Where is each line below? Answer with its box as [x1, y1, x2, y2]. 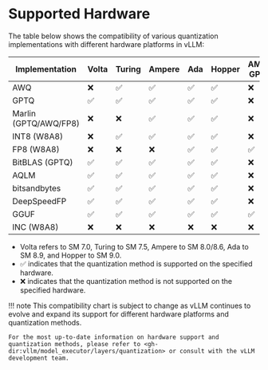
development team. [8, 354, 69, 362]
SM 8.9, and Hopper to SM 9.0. [19, 250, 122, 260]
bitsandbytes [12, 183, 61, 194]
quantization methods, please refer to [8, 340, 141, 348]
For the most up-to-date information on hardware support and [8, 333, 219, 341]
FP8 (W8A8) [12, 144, 60, 155]
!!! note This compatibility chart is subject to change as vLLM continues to [8, 301, 251, 310]
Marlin [12, 108, 36, 119]
